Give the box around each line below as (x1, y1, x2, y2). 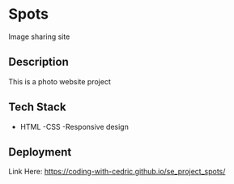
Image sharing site (8, 32, 70, 41)
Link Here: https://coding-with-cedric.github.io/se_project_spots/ (8, 167, 226, 177)
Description (8, 55, 69, 69)
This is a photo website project (8, 76, 111, 86)
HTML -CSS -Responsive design (19, 122, 130, 131)
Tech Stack (8, 101, 66, 114)
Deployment (8, 145, 72, 159)
